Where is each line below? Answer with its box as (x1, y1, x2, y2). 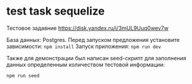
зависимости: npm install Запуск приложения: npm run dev (6, 43, 161, 50)
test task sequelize (6, 4, 105, 18)
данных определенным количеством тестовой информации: (6, 61, 165, 68)
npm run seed (6, 72, 40, 79)
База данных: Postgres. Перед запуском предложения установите (6, 36, 180, 43)
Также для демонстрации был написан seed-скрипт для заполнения (6, 54, 186, 61)
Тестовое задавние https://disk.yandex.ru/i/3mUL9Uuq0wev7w (6, 24, 169, 32)
